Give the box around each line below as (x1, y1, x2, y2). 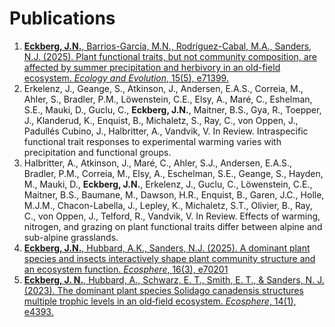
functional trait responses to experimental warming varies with (23, 135, 282, 147)
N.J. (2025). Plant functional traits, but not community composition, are (23, 50, 317, 62)
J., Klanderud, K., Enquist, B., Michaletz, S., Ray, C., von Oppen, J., (23, 114, 299, 126)
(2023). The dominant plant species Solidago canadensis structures (23, 284, 304, 296)
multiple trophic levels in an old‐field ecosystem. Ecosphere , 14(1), (23, 295, 297, 307)
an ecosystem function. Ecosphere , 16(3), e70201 (23, 263, 229, 275)
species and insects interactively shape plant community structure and (23, 252, 316, 264)
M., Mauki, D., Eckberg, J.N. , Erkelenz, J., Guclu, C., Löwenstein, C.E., (23, 178, 313, 190)
